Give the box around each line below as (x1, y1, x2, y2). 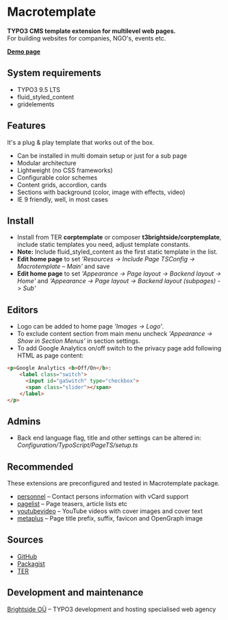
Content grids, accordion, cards (16, 180, 107, 189)
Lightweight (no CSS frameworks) (16, 166, 113, 174)
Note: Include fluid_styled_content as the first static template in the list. (16, 248, 218, 256)
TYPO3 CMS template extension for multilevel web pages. (7, 27, 176, 35)
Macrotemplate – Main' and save (16, 262, 110, 271)
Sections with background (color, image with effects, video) (16, 188, 186, 196)
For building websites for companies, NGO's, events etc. (7, 34, 166, 42)
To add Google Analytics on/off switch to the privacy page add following (16, 344, 221, 353)
